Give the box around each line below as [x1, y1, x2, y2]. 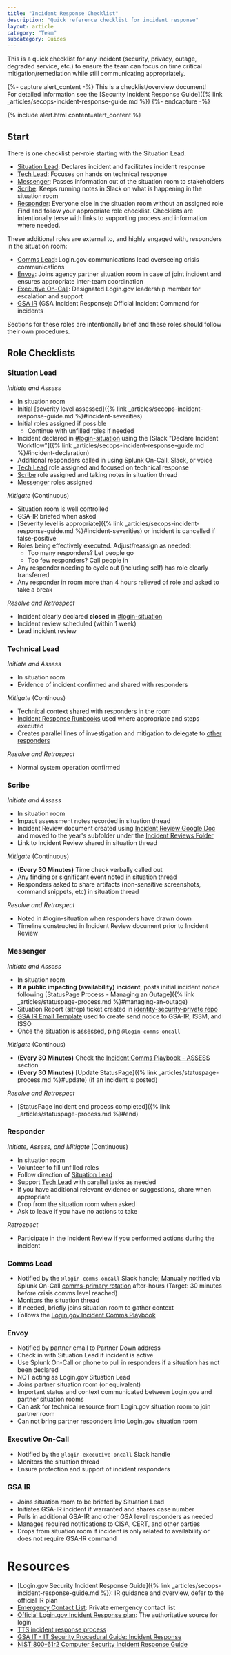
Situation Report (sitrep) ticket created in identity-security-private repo [17, 1005, 219, 1013]
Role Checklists [7, 347, 76, 359]
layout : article [7, 23, 54, 30]
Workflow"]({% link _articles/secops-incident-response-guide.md [17, 441, 205, 449]
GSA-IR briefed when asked [17, 512, 97, 520]
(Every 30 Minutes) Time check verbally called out [17, 866, 163, 874]
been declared [17, 1366, 59, 1374]
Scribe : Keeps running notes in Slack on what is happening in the [17, 184, 202, 193]
